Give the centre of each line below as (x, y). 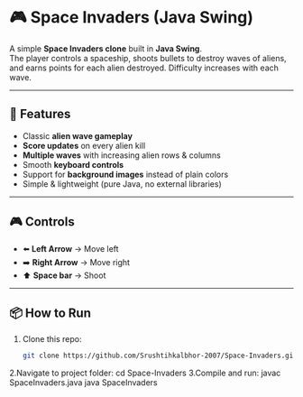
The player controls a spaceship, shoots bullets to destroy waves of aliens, (148, 58)
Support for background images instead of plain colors (125, 174)
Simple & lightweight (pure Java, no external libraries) (122, 184)
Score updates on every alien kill (84, 145)
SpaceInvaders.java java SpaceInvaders (83, 383)
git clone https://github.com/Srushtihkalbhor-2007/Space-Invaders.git (160, 356)
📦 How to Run (50, 313)
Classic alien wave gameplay (78, 135)
